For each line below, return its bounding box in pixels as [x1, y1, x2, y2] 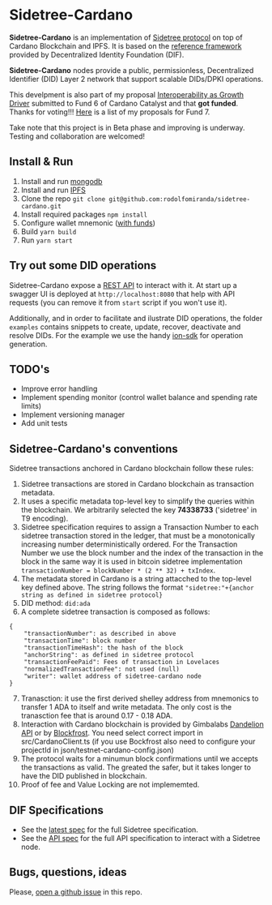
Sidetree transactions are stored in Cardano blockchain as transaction [20, 479, 254, 489]
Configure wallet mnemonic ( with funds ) [20, 217, 156, 228]
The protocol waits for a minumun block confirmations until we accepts [20, 754, 258, 764]
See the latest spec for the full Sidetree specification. [20, 825, 199, 834]
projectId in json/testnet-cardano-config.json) [20, 745, 175, 755]
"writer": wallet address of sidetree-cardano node [23, 672, 202, 680]
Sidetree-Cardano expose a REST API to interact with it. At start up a [9, 280, 237, 290]
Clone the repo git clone [20, 193, 106, 204]
